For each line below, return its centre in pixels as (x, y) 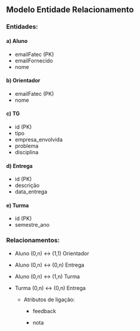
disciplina (27, 152)
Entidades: (22, 27)
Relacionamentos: (33, 241)
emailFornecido (34, 60)
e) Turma (18, 205)
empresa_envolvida (38, 139)
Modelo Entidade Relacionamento (70, 10)
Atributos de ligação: (49, 299)
